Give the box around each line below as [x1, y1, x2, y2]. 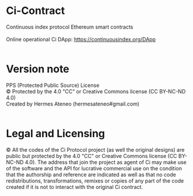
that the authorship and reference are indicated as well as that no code [6, 171, 176, 178]
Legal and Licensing [6, 127, 106, 141]
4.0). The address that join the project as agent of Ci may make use [24, 159, 187, 166]
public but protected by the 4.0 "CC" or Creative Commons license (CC [6, 152, 177, 159]
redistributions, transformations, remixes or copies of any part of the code [6, 177, 184, 184]
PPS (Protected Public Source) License [6, 82, 100, 89]
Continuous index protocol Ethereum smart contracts [6, 23, 134, 30]
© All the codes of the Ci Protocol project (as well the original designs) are [6, 146, 185, 153]
